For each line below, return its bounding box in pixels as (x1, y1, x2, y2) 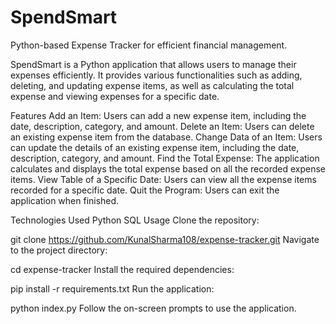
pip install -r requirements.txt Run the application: (10, 282, 215, 295)
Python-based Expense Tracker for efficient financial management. (10, 39, 288, 51)
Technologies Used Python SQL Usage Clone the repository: (10, 214, 260, 226)
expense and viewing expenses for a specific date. (10, 90, 220, 102)
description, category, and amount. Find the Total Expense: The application (10, 152, 320, 164)
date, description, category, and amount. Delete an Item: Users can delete (10, 120, 315, 132)
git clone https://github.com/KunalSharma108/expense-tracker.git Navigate (10, 233, 320, 245)
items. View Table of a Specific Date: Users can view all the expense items (10, 173, 317, 185)
